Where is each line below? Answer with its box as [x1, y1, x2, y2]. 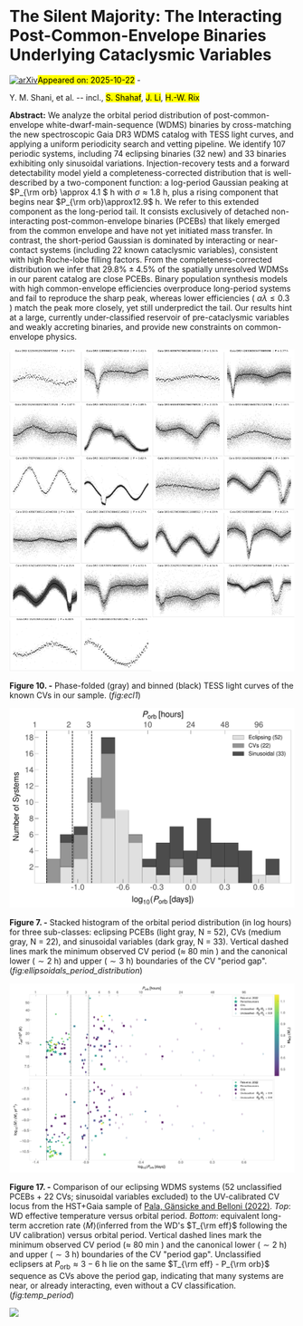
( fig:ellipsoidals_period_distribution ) [9, 964, 143, 975]
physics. [45, 331, 78, 342]
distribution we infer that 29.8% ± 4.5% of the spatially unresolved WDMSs [9, 264, 289, 275]
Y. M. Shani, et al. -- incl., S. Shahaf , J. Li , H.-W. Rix [9, 92, 201, 102]
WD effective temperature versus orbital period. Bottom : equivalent [9, 1210, 260, 1221]
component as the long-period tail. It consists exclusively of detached [9, 206, 270, 217]
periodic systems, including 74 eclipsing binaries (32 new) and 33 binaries [9, 148, 287, 159]
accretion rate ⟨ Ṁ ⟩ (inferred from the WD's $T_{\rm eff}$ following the [28, 1220, 288, 1231]
